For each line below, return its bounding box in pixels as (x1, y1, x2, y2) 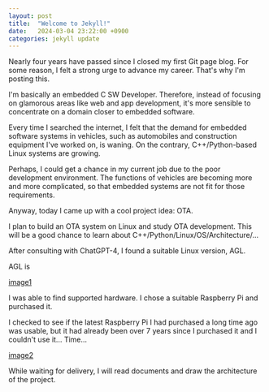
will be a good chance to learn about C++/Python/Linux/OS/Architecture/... (8, 230, 259, 240)
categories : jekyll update (8, 34, 100, 43)
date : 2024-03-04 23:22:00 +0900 (8, 27, 129, 35)
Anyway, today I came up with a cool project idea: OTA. (8, 206, 193, 216)
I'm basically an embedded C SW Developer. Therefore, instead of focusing (8, 90, 262, 100)
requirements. (8, 190, 55, 200)
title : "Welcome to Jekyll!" (8, 19, 111, 28)
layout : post (8, 11, 53, 20)
